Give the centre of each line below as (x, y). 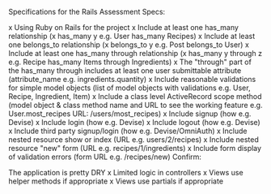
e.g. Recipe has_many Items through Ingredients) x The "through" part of (130, 62)
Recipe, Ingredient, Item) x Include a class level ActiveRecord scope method (135, 96)
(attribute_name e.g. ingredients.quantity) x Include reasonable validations (132, 79)
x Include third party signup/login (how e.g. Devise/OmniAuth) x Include (128, 131)
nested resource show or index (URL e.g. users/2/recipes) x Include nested (133, 140)
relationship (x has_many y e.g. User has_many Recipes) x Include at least (132, 36)
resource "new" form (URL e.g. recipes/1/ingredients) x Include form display (135, 148)
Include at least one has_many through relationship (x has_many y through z (135, 53)
